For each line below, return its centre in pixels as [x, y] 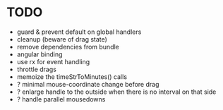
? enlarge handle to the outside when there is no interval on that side [116, 92]
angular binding [40, 54]
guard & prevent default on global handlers [79, 32]
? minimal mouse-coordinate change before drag [88, 84]
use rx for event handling [53, 61]
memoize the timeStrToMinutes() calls [72, 77]
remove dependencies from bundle [68, 47]
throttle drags [37, 69]
